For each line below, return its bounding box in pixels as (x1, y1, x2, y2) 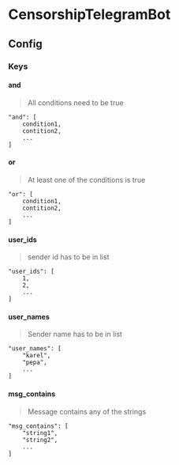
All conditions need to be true (27, 97, 124, 108)
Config (8, 37, 43, 51)
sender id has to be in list (27, 252, 110, 262)
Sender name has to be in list (27, 330, 122, 339)
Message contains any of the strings (27, 406, 147, 416)
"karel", (22, 352, 51, 360)
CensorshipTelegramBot (8, 6, 171, 24)
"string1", (22, 429, 58, 437)
